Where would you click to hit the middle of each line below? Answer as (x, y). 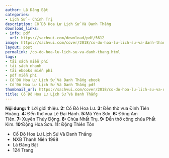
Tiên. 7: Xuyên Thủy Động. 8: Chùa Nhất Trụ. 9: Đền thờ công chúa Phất (80, 119)
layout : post (19, 47)
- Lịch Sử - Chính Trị (29, 19)
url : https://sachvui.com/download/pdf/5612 (57, 38)
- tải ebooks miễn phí (29, 71)
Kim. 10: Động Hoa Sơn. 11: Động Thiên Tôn (50, 124)
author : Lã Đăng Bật (27, 10)
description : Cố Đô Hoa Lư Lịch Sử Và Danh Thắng (58, 24)
